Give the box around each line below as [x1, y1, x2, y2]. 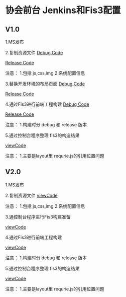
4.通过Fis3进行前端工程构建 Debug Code [5, 101, 89, 107]
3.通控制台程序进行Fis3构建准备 [5, 213, 71, 219]
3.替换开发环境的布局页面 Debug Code [5, 81, 85, 87]
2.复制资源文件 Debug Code [5, 50, 63, 55]
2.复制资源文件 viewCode [5, 192, 58, 198]
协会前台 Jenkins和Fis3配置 [5, 5, 121, 16]
